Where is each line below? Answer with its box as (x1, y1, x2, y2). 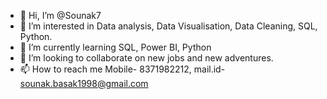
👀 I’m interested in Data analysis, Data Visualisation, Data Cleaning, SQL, (19, 20, 318, 32)
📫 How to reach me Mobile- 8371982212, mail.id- (19, 63, 226, 75)
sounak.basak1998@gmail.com (19, 78, 149, 89)
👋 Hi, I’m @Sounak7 (19, 10, 102, 21)
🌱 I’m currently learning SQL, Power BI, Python (19, 41, 212, 53)
